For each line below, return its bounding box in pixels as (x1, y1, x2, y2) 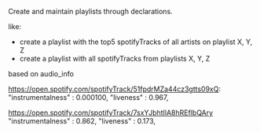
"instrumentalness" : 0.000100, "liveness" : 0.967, (8, 93, 169, 102)
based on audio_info (8, 69, 75, 78)
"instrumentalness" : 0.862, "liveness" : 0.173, (8, 116, 156, 125)
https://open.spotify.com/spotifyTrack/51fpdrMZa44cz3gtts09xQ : (8, 84, 222, 94)
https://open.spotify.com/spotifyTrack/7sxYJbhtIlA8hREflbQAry (8, 108, 214, 117)
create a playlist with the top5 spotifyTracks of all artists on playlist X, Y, (19, 37, 253, 46)
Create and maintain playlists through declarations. (8, 7, 173, 16)
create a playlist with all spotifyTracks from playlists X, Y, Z (19, 54, 211, 63)
